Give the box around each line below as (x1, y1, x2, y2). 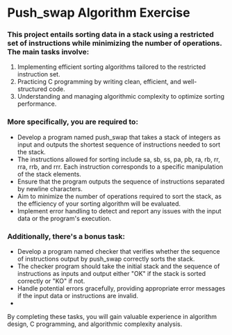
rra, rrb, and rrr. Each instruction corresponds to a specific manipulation (17, 162, 224, 171)
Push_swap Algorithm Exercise (7, 5, 190, 21)
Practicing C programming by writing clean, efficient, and (17, 78, 181, 86)
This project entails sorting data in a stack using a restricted (7, 30, 214, 40)
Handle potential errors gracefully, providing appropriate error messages (17, 284, 226, 293)
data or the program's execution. (17, 214, 112, 222)
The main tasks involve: (7, 47, 90, 57)
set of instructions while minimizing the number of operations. (7, 38, 222, 48)
